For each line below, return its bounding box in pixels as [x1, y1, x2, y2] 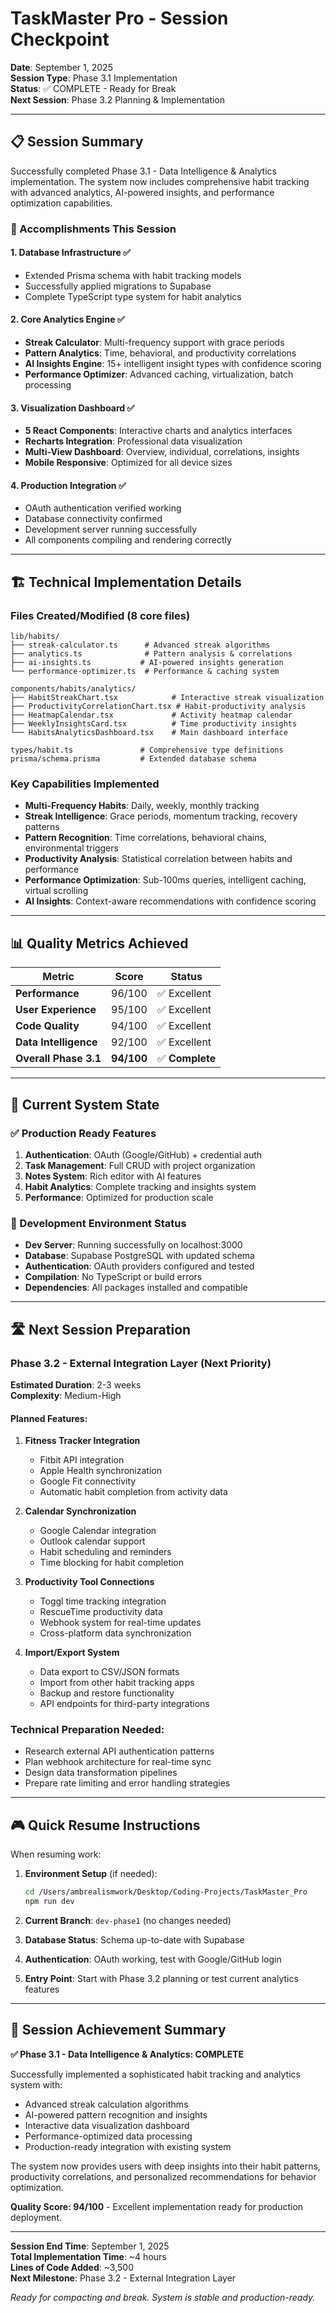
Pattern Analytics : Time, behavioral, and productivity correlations [24, 347, 297, 359]
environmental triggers [24, 842, 119, 854]
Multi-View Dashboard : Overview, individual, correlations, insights [24, 446, 300, 458]
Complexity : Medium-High [10, 1389, 122, 1401]
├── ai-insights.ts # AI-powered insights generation [10, 658, 284, 668]
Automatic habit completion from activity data [39, 1486, 228, 1498]
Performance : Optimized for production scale [24, 1191, 214, 1203]
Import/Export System [24, 1647, 120, 1659]
